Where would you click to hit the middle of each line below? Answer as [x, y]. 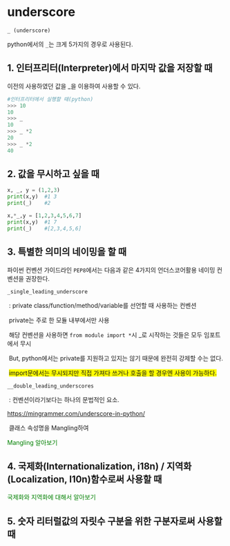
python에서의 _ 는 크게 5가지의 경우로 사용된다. [70, 44]
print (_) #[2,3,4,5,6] [44, 228]
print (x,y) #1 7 [32, 222]
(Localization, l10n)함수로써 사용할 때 [85, 479]
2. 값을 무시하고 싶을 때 [54, 174]
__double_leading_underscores [51, 386]
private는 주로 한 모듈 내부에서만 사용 [59, 320]
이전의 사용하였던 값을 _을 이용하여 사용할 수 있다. [74, 86]
